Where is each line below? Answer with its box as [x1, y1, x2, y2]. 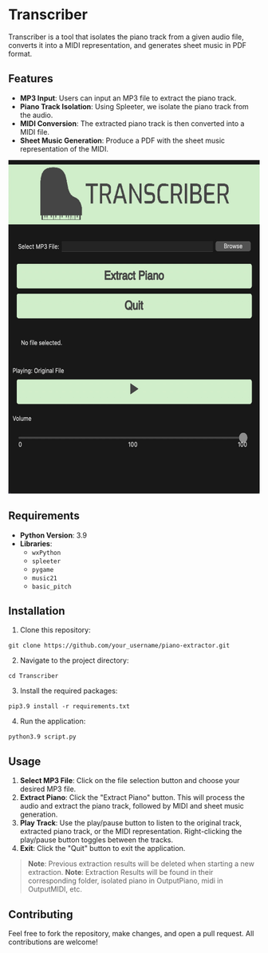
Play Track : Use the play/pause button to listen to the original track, [19, 818, 242, 828]
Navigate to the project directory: [19, 656, 129, 665]
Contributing [8, 908, 73, 921]
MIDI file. [19, 127, 50, 136]
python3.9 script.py [8, 733, 77, 741]
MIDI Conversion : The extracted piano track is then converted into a [19, 118, 245, 128]
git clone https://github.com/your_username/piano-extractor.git [8, 642, 230, 650]
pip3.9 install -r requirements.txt [8, 703, 130, 711]
